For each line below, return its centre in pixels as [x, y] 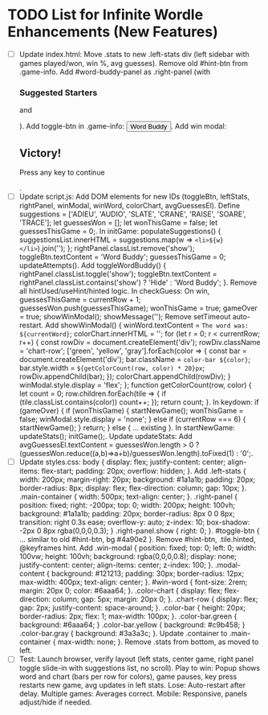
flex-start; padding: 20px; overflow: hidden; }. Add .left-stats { [144, 471]
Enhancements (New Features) [113, 32]
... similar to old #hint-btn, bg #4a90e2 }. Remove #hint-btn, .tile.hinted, [137, 540]
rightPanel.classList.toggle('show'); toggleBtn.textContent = [118, 274]
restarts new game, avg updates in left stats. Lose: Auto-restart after [132, 685]
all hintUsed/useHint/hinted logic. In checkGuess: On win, [114, 291]
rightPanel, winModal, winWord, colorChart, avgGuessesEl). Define [130, 206]
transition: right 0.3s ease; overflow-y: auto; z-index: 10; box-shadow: [134, 522]
